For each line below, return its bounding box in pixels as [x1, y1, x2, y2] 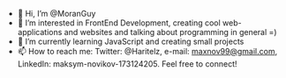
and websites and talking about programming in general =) [64, 27, 277, 37]
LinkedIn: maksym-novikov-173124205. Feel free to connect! [17, 59, 237, 69]
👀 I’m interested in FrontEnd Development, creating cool [17, 18, 221, 28]
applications [17, 27, 63, 37]
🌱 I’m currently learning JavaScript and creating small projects [17, 36, 245, 46]
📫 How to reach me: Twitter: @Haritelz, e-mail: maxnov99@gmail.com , [17, 46, 278, 56]
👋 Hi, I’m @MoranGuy [17, 9, 96, 18]
